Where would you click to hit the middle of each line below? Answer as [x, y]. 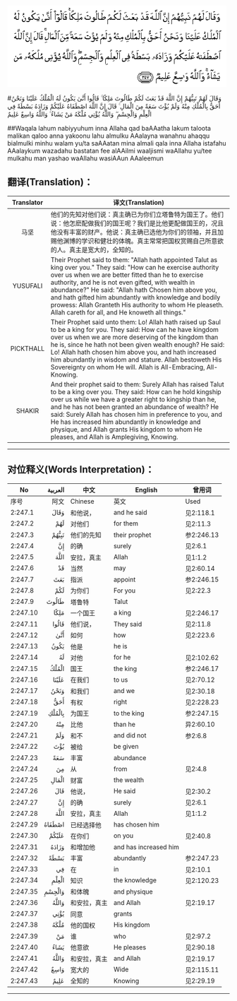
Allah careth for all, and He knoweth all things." [118, 312]
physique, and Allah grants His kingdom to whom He [126, 430]
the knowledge [135, 880]
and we [124, 691]
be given [126, 747]
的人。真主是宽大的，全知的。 [94, 249]
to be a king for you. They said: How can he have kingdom [134, 330]
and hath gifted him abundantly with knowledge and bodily [135, 297]
